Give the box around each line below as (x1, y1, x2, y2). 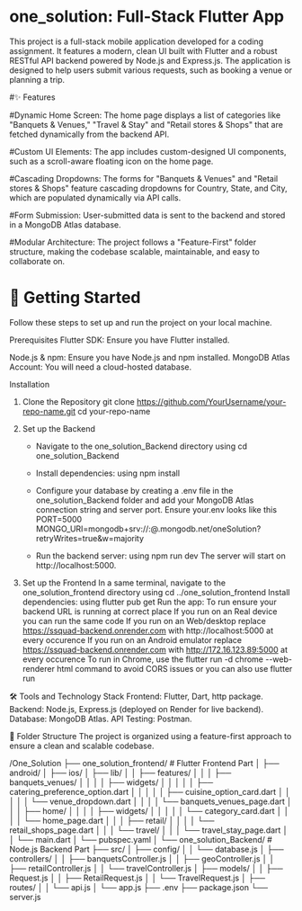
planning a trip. (9, 74, 66, 85)
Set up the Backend (22, 423, 96, 433)
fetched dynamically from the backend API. (9, 129, 170, 139)
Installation (9, 379, 50, 389)
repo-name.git (22, 406, 76, 416)
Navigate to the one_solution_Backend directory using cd (35, 441, 247, 451)
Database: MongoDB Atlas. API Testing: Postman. (9, 713, 192, 724)
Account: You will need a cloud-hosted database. (9, 362, 192, 372)
